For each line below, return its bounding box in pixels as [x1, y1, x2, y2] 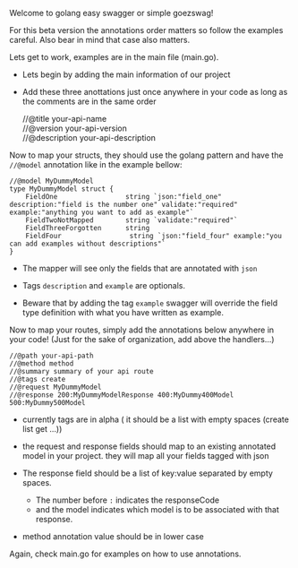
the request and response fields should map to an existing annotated [21, 441, 277, 452]
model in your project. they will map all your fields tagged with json [21, 451, 269, 460]
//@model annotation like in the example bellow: [9, 159, 183, 169]
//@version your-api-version [21, 123, 127, 133]
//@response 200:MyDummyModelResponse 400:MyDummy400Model [9, 391, 234, 400]
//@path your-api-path [9, 351, 94, 360]
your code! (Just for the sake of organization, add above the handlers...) [9, 334, 275, 344]
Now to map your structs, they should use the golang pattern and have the [9, 150, 284, 160]
